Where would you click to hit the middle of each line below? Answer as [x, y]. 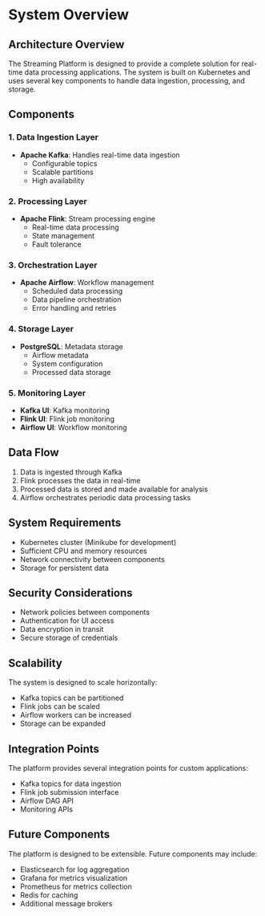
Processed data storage [71, 372]
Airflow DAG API [47, 800]
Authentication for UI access [67, 621]
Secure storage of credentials [69, 638]
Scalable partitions [62, 172]
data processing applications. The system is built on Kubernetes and [137, 72]
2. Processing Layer [48, 201]
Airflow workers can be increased [76, 715]
